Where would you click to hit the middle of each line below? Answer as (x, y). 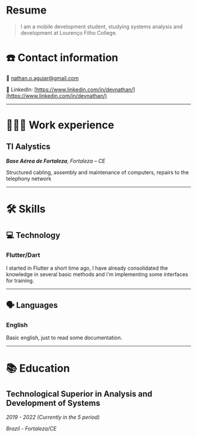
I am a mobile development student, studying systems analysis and (101, 27)
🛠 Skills (26, 209)
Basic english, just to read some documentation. (64, 338)
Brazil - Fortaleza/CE (31, 429)
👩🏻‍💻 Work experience (60, 125)
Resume (26, 10)
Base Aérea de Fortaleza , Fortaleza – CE (56, 161)
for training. (20, 280)
